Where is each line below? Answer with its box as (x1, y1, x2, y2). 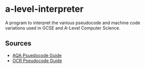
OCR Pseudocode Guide (12, 58, 62, 64)
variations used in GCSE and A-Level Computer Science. (5, 25, 120, 31)
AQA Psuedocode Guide (12, 52, 62, 58)
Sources (5, 39, 32, 48)
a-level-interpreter (5, 3, 84, 15)
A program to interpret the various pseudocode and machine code (5, 20, 141, 26)
